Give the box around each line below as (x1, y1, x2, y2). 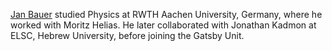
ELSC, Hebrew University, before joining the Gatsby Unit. (10, 30, 245, 41)
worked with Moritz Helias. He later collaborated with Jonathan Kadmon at (10, 19, 317, 31)
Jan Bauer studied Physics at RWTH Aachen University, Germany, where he (10, 9, 323, 20)
